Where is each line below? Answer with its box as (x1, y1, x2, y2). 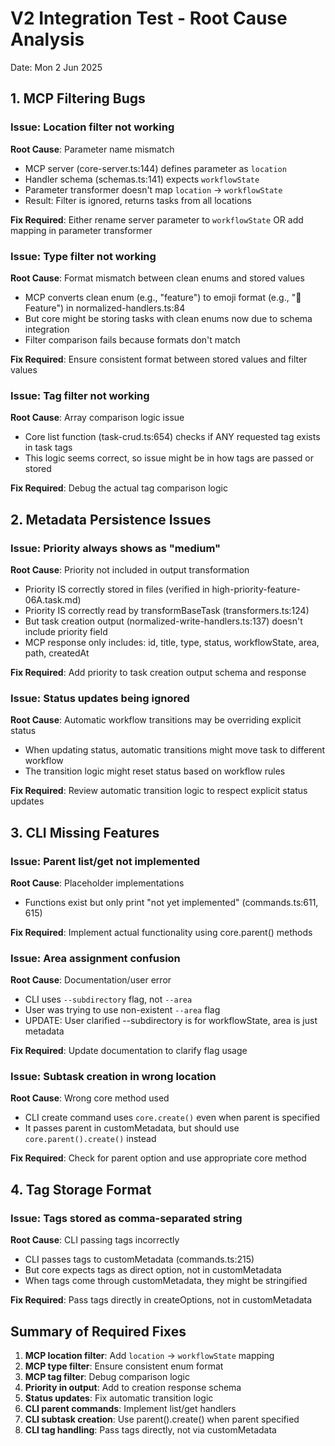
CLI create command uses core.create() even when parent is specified (24, 1112, 321, 1124)
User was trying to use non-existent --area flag (24, 1004, 221, 1016)
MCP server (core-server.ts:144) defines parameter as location (24, 162, 287, 174)
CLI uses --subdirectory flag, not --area (24, 993, 193, 1006)
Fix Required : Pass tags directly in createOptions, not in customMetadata (10, 1294, 313, 1306)
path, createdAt (24, 647, 90, 659)
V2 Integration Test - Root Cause (10, 7, 288, 30)
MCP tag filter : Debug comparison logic (24, 1370, 190, 1382)
